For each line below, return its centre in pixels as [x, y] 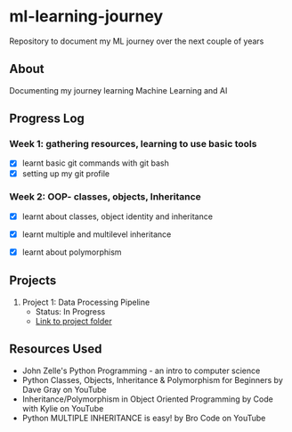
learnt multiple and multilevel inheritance [97, 234]
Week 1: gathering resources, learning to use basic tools [133, 144]
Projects [33, 281]
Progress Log [47, 119]
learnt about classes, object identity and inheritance [118, 216]
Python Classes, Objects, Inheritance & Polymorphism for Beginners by [152, 379]
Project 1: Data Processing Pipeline [86, 302]
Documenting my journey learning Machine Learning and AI [118, 90]
